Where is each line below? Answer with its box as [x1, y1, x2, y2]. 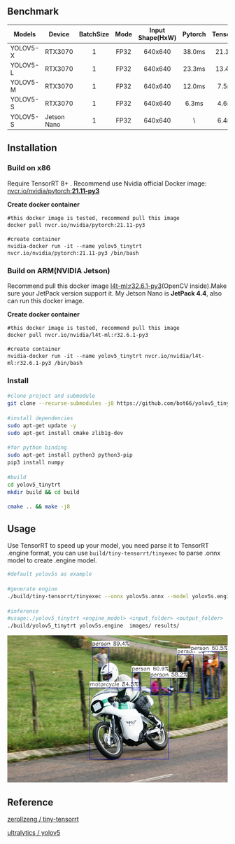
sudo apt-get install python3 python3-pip [7, 452, 133, 459]
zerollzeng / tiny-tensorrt [7, 815, 79, 824]
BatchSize [79, 29, 110, 38]
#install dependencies [7, 415, 73, 422]
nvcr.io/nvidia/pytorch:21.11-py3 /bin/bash [7, 249, 139, 256]
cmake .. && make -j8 [7, 504, 71, 511]
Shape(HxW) [138, 34, 177, 42]
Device [48, 29, 70, 38]
